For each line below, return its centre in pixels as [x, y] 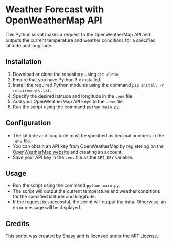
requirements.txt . [32, 90]
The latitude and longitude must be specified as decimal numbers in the [88, 135]
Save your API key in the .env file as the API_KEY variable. [73, 157]
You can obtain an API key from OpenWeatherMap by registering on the [88, 146]
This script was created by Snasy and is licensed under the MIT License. [82, 236]
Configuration [28, 123]
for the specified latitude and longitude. [54, 197]
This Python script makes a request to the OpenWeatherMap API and [78, 34]
